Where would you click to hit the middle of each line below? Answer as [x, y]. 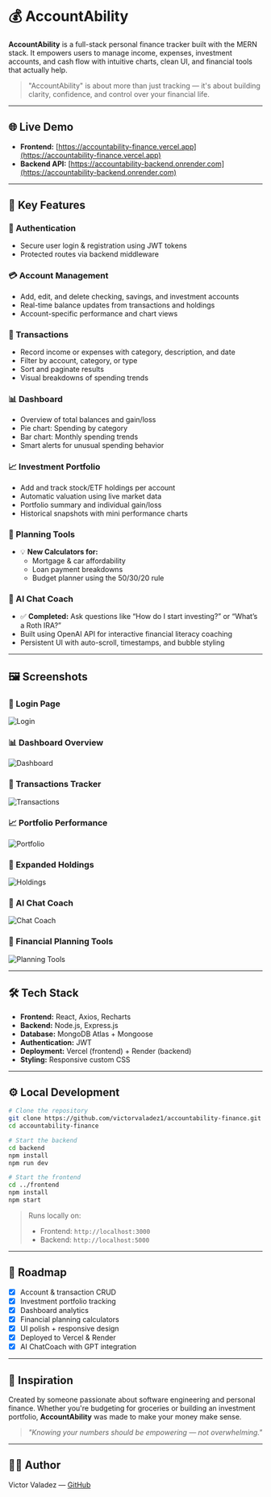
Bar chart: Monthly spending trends [79, 437]
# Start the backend [43, 1140]
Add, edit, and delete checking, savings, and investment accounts [129, 296]
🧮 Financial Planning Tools [61, 942]
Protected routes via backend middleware [90, 254]
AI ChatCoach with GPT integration [78, 1347]
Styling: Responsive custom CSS [75, 1060]
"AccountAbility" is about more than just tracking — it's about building [144, 86]
